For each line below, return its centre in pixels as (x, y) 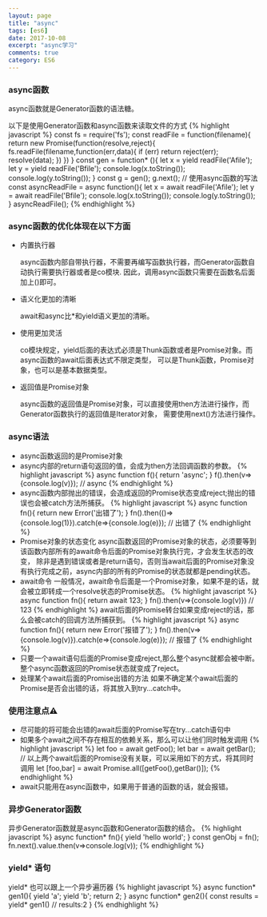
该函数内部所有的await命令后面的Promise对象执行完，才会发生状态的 (133, 551)
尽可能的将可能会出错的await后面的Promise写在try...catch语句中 (125, 730)
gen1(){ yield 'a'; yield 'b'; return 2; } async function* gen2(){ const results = (134, 895)
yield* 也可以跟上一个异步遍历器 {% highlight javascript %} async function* (132, 887)
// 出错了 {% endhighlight (209, 522)
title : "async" (34, 23)
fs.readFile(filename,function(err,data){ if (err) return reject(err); (114, 152)
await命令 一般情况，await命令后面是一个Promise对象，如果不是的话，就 (139, 581)
